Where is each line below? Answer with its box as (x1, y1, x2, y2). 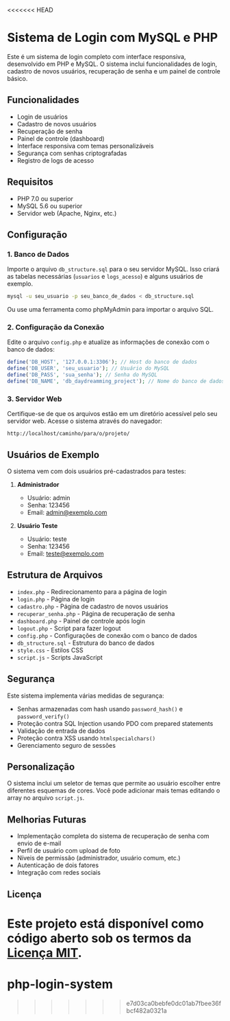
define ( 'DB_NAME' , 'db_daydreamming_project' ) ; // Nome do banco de (7, 378, 207, 385)
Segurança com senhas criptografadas (16, 149, 127, 157)
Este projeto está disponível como (7, 916, 204, 931)
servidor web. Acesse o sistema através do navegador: (7, 417, 163, 425)
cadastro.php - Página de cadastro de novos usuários (16, 602, 169, 610)
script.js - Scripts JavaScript (16, 653, 103, 661)
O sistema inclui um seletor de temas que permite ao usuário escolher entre (7, 779, 221, 788)
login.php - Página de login (16, 595, 95, 603)
